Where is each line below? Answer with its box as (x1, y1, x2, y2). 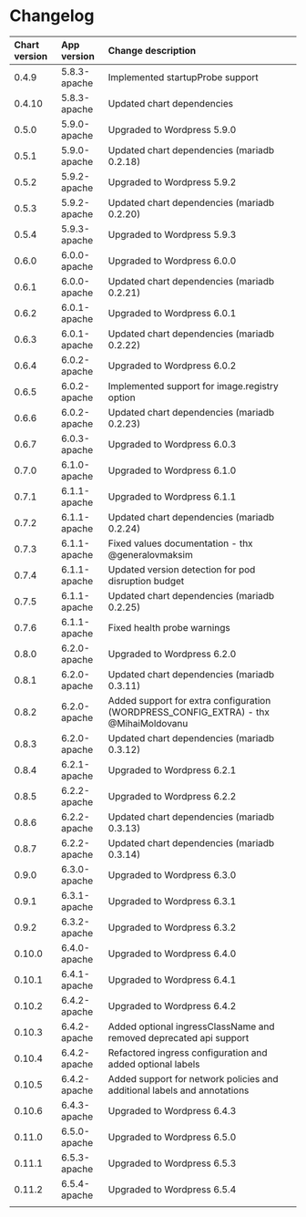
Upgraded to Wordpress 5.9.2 (107, 175, 237, 188)
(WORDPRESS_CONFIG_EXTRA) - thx (107, 706, 270, 718)
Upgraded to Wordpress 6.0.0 (107, 254, 237, 267)
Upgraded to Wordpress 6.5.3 (107, 1157, 237, 1170)
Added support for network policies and (107, 1072, 280, 1085)
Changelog (9, 5, 95, 26)
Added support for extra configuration (107, 694, 271, 706)
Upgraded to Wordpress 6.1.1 (107, 490, 237, 502)
